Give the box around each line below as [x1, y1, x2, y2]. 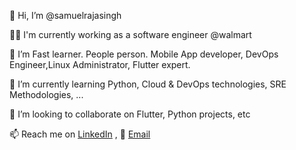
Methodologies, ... [9, 89, 84, 100]
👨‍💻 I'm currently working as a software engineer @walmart [9, 29, 252, 40]
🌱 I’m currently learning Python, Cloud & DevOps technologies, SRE [9, 78, 287, 90]
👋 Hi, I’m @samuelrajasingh [9, 10, 122, 21]
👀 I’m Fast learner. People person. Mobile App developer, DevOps [9, 48, 279, 60]
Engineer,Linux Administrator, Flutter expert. [9, 59, 191, 70]
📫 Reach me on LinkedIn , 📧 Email [9, 128, 151, 140]
